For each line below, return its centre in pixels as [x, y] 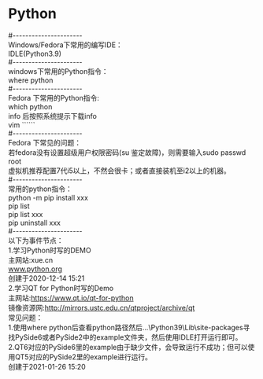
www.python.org [35, 269]
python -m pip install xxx [48, 197]
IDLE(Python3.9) [35, 53]
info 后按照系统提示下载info [52, 116]
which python [30, 106]
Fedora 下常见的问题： [44, 142]
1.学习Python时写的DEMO [50, 250]
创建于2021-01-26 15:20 [47, 366]
